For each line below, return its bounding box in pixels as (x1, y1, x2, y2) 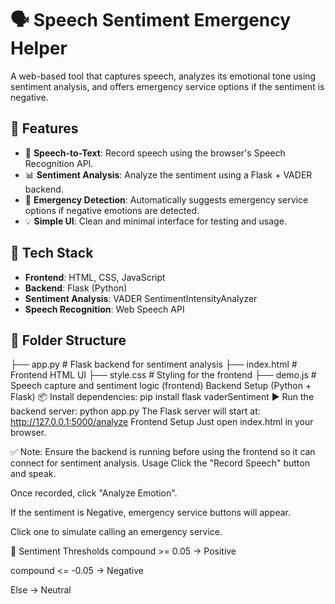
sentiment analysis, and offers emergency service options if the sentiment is (10, 80, 325, 92)
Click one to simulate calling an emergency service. (10, 526, 223, 538)
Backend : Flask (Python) (24, 282, 128, 294)
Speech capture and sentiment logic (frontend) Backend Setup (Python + (10, 380, 312, 392)
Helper (10, 37, 68, 60)
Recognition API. (24, 157, 94, 169)
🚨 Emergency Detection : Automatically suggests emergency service (24, 193, 309, 206)
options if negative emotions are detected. (24, 204, 200, 216)
